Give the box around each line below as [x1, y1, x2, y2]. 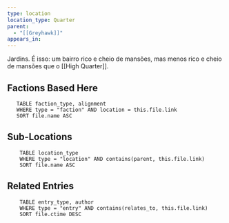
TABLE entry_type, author [19, 198, 94, 206]
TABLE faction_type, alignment [16, 100, 107, 107]
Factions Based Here [7, 82, 98, 94]
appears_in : [7, 36, 41, 43]
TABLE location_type [19, 149, 79, 156]
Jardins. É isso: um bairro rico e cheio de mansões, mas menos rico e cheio [7, 55, 222, 63]
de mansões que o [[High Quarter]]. [7, 62, 109, 70]
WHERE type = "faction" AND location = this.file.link [16, 106, 177, 113]
